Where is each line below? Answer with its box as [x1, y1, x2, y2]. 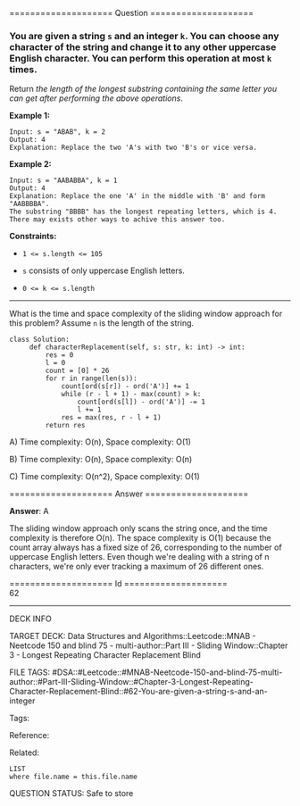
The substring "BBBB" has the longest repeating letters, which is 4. [9, 207, 278, 217]
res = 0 [45, 351, 74, 360]
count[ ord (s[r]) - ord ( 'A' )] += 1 [61, 382, 190, 391]
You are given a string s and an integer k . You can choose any [9, 29, 279, 42]
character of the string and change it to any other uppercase [9, 40, 277, 53]
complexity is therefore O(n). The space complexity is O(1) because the [9, 533, 271, 544]
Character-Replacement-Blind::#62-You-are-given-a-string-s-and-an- [9, 686, 268, 697]
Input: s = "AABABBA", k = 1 [9, 176, 118, 186]
